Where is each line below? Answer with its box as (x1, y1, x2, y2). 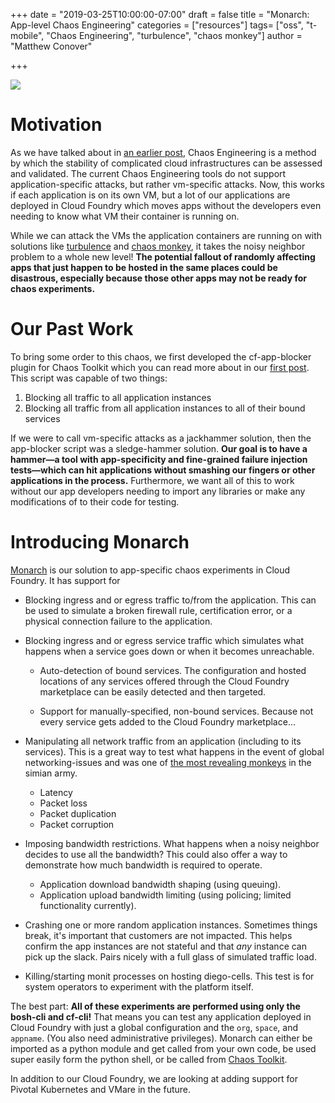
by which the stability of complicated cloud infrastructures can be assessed (10, 157, 323, 169)
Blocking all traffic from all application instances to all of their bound (24, 402, 306, 414)
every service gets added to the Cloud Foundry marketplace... (39, 715, 296, 728)
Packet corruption (39, 818, 115, 830)
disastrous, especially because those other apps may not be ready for (10, 272, 308, 284)
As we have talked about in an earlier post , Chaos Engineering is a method (10, 146, 317, 158)
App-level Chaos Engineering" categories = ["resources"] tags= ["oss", (10, 19, 304, 31)
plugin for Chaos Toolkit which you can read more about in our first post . (10, 361, 310, 373)
